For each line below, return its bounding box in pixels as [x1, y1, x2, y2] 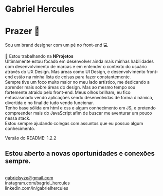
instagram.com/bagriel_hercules [5, 180, 70, 186]
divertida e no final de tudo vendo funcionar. [5, 100, 94, 106]
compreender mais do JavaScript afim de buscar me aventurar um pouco [5, 110, 152, 116]
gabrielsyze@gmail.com [5, 175, 54, 180]
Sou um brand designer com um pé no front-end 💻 [5, 42, 108, 48]
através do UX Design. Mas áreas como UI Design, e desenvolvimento [5, 69, 146, 75]
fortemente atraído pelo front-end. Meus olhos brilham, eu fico [5, 89, 131, 95]
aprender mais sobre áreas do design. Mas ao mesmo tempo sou [5, 84, 136, 90]
